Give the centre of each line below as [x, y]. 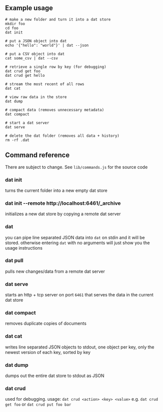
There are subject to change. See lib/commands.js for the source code [77, 167]
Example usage [29, 8]
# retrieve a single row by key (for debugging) [56, 67]
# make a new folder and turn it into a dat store [58, 19]
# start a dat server [27, 123]
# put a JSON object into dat [36, 41]
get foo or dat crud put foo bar [38, 404]
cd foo [12, 28]
